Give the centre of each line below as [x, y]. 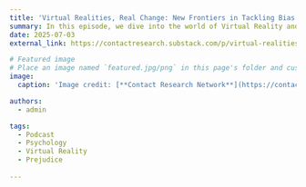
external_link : [38, 43]
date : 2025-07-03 [42, 34]
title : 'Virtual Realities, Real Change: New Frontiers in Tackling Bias [153, 18]
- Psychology [42, 143]
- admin [32, 110]
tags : [20, 126]
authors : [26, 101]
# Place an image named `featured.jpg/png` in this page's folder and [146, 68]
